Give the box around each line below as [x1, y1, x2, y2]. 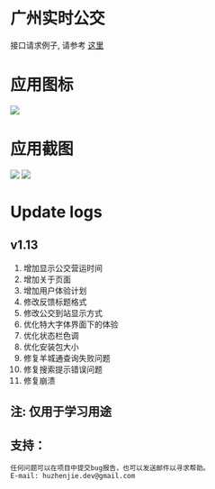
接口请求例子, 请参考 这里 [10, 40, 104, 50]
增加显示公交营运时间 [22, 262, 103, 273]
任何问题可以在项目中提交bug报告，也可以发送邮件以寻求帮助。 [10, 464, 211, 473]
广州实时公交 [10, 8, 106, 29]
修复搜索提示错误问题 [22, 364, 103, 375]
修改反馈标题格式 [22, 296, 87, 307]
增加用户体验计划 [22, 285, 87, 295]
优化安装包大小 [22, 341, 79, 352]
